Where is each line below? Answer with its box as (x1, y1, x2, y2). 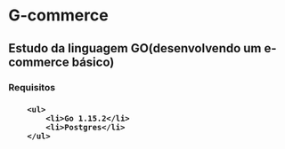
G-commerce (8, 5, 109, 26)
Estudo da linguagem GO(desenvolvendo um (8, 41, 262, 56)
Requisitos (8, 81, 55, 93)
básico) (71, 54, 115, 69)
